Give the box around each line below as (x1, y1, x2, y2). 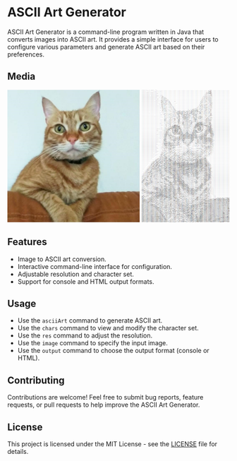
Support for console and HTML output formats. (17, 277, 154, 286)
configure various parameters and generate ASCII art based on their (7, 42, 205, 51)
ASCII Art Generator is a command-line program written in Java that (7, 28, 205, 36)
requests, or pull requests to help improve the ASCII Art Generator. (7, 400, 200, 409)
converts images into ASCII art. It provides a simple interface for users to (7, 35, 219, 43)
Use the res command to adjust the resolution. (17, 331, 153, 340)
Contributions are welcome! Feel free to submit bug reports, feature (7, 393, 204, 402)
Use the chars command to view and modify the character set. (17, 324, 199, 333)
